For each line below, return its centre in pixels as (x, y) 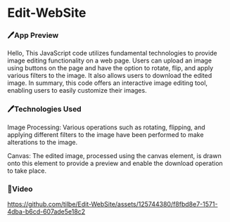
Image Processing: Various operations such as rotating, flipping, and (106, 127)
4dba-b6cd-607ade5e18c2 (46, 211)
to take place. (27, 171)
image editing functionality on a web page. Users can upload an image (110, 60)
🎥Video (20, 189)
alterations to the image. (43, 142)
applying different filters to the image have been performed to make (106, 134)
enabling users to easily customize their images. (77, 91)
